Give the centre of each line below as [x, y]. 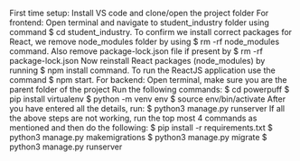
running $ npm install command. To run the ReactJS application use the [142, 70]
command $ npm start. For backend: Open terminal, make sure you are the [148, 80]
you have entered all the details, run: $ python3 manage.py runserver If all [147, 108]
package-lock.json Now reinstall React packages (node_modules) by [137, 61]
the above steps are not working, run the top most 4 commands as [133, 118]
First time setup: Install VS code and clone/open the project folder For [139, 13]
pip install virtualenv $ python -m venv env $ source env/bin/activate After [148, 99]
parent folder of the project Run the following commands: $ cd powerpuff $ [150, 89]
